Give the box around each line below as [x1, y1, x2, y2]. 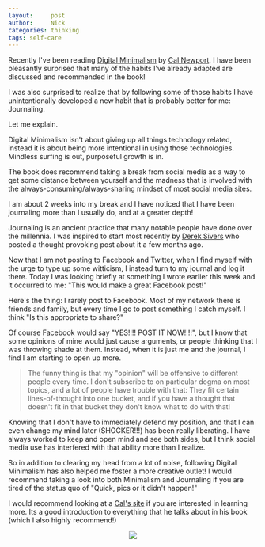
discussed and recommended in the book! [8, 72, 146, 82]
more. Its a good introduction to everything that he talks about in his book [8, 507, 248, 517]
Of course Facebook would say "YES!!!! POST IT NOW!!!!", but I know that [8, 328, 248, 337]
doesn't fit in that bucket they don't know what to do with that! [27, 402, 231, 412]
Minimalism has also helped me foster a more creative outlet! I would [8, 466, 232, 476]
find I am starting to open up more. [8, 353, 122, 363]
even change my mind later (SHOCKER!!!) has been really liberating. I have [8, 426, 251, 435]
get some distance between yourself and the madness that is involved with [8, 176, 252, 185]
